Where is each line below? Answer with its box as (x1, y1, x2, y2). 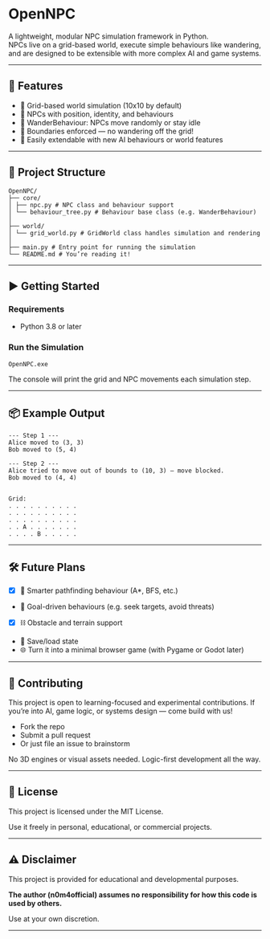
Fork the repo (19, 721, 66, 731)
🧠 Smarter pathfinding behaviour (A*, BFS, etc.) (19, 586, 178, 595)
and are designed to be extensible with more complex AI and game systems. (8, 48, 261, 58)
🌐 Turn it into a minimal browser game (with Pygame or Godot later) (19, 645, 244, 655)
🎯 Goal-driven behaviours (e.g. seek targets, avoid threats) (19, 602, 215, 611)
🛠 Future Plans (8, 560, 86, 574)
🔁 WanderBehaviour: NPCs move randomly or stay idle (19, 117, 201, 127)
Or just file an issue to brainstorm (19, 738, 131, 748)
